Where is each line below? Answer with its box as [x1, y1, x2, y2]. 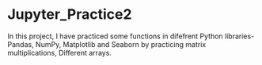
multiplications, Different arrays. [7, 48, 112, 57]
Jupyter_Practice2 [7, 5, 132, 23]
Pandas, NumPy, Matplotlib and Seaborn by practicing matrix [7, 39, 207, 49]
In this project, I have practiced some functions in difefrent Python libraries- [7, 31, 255, 41]
